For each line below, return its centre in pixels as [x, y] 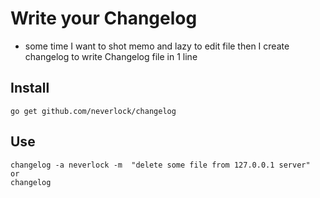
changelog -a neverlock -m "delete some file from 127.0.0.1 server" [160, 165]
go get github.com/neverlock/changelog [93, 111]
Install [30, 88]
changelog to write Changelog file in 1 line [111, 56]
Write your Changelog [104, 18]
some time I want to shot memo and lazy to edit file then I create [157, 46]
